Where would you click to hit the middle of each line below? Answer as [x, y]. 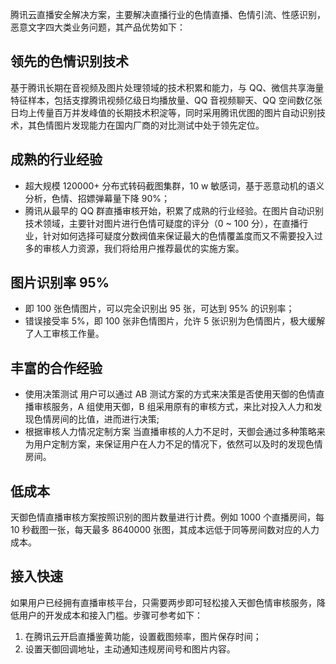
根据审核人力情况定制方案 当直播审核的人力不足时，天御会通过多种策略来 [175, 432]
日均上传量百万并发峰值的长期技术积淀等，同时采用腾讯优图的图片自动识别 [163, 112]
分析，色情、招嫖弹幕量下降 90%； [97, 198]
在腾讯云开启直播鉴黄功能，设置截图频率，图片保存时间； [143, 636]
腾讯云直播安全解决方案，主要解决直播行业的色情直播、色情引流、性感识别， [168, 14]
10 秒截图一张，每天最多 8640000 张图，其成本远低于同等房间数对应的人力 [165, 530]
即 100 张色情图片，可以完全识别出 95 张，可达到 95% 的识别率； [159, 309]
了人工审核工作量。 [64, 334]
